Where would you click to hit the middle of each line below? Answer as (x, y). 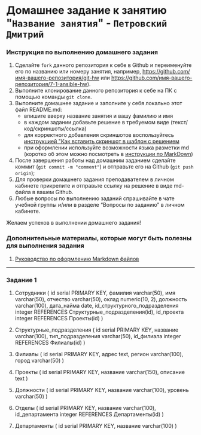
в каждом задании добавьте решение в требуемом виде (96, 122)
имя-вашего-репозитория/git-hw (57, 78)
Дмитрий (25, 35)
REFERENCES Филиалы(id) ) (50, 343)
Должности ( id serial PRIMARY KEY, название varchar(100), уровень (102, 390)
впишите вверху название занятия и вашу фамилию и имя (98, 116)
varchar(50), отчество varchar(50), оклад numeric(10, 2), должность (101, 299)
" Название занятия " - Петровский (87, 23)
